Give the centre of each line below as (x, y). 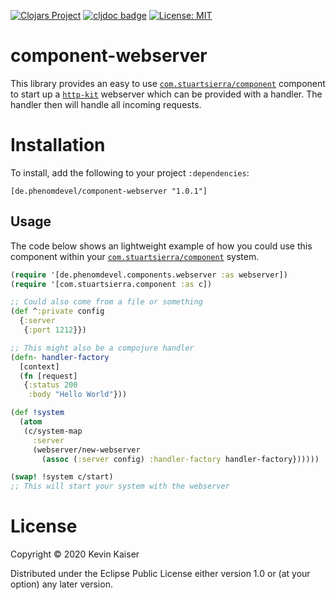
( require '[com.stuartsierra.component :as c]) (111, 284)
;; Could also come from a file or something (106, 302)
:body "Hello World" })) (78, 395)
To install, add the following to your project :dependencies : (130, 172)
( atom (31, 422)
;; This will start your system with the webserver (120, 486)
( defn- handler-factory (60, 357)
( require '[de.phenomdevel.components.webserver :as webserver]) (149, 275)
